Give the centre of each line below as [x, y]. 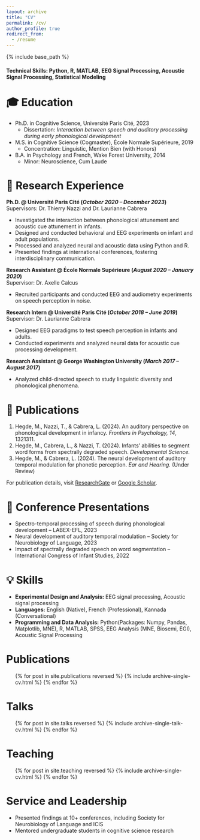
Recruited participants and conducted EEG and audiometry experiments [104, 294]
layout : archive [26, 12]
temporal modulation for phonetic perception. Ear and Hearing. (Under [102, 465]
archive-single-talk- [158, 724]
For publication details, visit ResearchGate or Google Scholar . [82, 483]
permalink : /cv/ [26, 23]
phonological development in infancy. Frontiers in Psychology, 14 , [96, 433]
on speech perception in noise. [53, 301]
